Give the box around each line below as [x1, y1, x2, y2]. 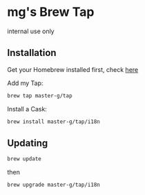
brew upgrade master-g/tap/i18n [7, 181, 100, 189]
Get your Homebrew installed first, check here [7, 65, 139, 73]
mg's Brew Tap [7, 4, 95, 20]
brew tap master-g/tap [7, 92, 72, 99]
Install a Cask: [7, 104, 47, 113]
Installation [7, 47, 57, 59]
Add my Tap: [7, 79, 43, 87]
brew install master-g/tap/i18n [7, 118, 100, 125]
